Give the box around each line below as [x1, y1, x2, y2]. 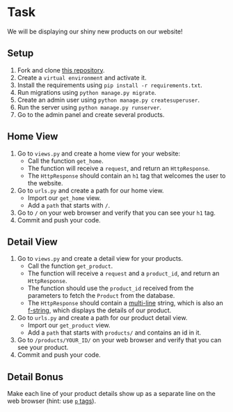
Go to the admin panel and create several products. [17, 110, 165, 119]
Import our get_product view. [27, 321, 111, 330]
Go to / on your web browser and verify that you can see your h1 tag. [17, 208, 216, 217]
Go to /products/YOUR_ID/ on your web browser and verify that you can [17, 336, 221, 344]
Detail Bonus [7, 371, 64, 383]
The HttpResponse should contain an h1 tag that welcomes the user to [27, 171, 226, 180]
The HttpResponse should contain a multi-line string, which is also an [27, 299, 224, 307]
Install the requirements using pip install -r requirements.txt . [17, 81, 203, 89]
